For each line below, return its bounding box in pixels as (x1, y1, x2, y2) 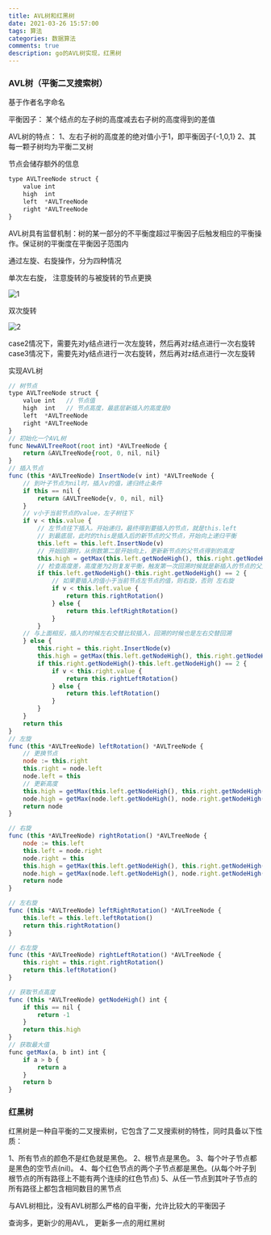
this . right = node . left (23, 765, 103, 773)
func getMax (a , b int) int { (8, 1048, 106, 1056)
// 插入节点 (8, 464, 44, 473)
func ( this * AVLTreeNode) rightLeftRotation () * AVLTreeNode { (8, 951, 222, 960)
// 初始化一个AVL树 (8, 434, 67, 443)
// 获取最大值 (8, 1041, 50, 1049)
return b (23, 1078, 52, 1086)
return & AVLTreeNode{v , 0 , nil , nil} (37, 494, 164, 502)
